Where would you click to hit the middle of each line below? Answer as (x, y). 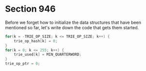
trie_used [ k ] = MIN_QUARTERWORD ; (48, 54)
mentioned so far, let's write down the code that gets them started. (72, 27)
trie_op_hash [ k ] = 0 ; (36, 41)
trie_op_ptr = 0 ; (23, 64)
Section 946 (30, 9)
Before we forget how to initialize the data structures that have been (73, 22)
